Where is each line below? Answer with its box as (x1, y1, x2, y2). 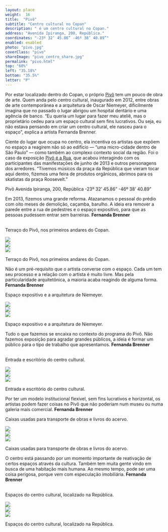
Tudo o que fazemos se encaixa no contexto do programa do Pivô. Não (5, 330, 153, 337)
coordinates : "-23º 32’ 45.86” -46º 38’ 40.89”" (5, 36, 109, 41)
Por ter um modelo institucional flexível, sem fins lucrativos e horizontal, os (5, 395, 161, 402)
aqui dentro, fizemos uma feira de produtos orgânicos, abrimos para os (5, 171, 153, 177)
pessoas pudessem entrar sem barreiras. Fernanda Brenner (5, 212, 130, 218)
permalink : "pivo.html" (5, 59, 55, 64)
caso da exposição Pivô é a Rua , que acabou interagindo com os (5, 155, 139, 161)
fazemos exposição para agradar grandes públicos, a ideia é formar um (5, 336, 153, 342)
